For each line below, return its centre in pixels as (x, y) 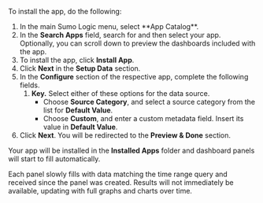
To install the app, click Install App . (77, 60)
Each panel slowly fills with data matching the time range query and (118, 174)
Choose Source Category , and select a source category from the (149, 102)
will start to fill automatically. (54, 159)
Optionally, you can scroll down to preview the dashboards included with (137, 43)
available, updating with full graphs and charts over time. (100, 191)
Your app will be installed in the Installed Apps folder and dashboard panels (131, 150)
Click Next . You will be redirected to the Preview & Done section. (125, 135)
